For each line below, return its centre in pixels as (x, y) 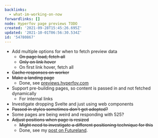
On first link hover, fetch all (46, 67)
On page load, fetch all (42, 56)
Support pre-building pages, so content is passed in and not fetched (81, 88)
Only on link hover (37, 62)
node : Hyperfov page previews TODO (41, 23)
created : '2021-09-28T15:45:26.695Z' (43, 28)
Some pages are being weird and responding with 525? (68, 114)
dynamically (24, 93)
